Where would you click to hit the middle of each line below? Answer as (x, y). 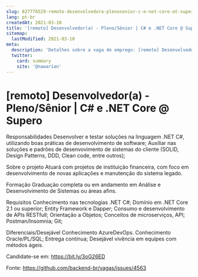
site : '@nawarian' (39, 66)
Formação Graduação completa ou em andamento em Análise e (83, 185)
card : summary (34, 61)
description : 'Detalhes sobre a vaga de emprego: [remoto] (85, 50)
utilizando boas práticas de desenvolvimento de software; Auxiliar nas (91, 143)
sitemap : (17, 34)
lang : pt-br (21, 17)
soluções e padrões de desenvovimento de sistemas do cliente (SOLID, (93, 149)
